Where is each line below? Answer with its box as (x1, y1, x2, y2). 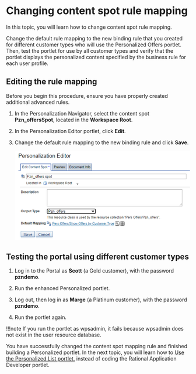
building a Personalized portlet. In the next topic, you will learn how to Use (6, 349, 185, 356)
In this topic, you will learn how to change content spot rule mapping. (6, 23, 172, 30)
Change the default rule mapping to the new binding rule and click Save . (14, 139, 189, 146)
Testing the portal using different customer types (6, 251, 190, 261)
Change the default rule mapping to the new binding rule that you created (6, 35, 183, 42)
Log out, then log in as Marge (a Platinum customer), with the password (14, 296, 188, 303)
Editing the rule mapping (6, 77, 97, 87)
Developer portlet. (6, 362, 50, 369)
